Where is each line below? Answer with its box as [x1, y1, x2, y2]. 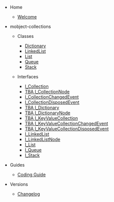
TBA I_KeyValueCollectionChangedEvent [24, 121, 109, 126]
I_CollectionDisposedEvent [24, 99, 80, 105]
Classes [17, 33, 34, 39]
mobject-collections [9, 23, 51, 29]
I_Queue [24, 147, 42, 153]
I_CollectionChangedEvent [24, 94, 79, 100]
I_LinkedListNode [24, 137, 61, 142]
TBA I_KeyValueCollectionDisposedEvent [24, 126, 109, 132]
